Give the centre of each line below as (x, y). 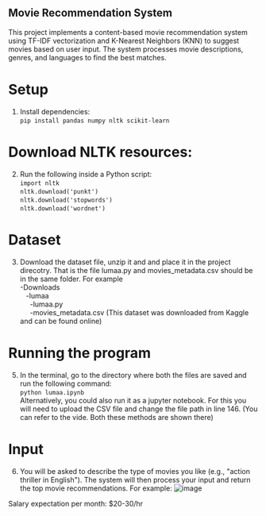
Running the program (80, 353)
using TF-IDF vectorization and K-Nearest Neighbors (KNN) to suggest (124, 40)
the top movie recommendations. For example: (96, 488)
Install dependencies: (55, 111)
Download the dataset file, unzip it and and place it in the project (125, 262)
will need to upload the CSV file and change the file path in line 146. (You (139, 409)
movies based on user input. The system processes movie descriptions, (126, 49)
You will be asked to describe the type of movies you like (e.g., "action (135, 471)
